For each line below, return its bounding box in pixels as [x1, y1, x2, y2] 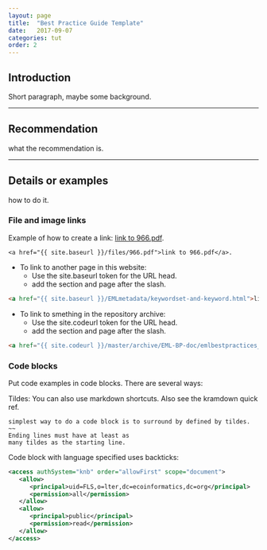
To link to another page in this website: [19, 262, 147, 271]
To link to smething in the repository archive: [19, 309, 166, 318]
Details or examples [8, 174, 109, 188]
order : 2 [8, 41, 37, 49]
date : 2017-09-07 [8, 26, 73, 34]
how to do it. [8, 195, 49, 205]
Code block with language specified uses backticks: [8, 452, 180, 462]
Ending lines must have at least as [8, 431, 130, 439]
